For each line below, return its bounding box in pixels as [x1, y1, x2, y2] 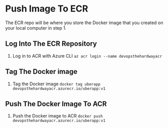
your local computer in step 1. [5, 25, 67, 31]
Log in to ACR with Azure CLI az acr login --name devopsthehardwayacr [12, 53, 162, 59]
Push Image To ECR [5, 3, 88, 15]
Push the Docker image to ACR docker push [12, 113, 103, 119]
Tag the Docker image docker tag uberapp [12, 81, 101, 87]
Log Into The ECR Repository [5, 40, 97, 48]
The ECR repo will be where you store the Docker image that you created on [5, 20, 163, 26]
